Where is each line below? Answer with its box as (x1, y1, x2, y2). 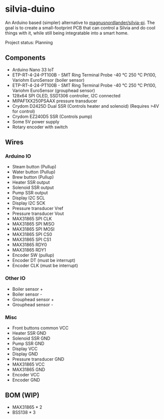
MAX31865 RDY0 (12, 242, 47, 248)
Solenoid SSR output (12, 185, 54, 190)
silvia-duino (5, 3, 55, 15)
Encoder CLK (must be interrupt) (12, 263, 78, 269)
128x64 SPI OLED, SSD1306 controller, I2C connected (12, 93, 121, 98)
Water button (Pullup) (12, 169, 56, 175)
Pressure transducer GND (12, 356, 65, 362)
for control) (12, 108, 35, 114)
